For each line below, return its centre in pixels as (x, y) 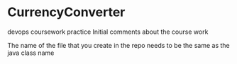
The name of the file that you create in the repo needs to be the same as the (119, 45)
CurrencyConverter (66, 12)
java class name (31, 53)
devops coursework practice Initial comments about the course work (108, 32)
